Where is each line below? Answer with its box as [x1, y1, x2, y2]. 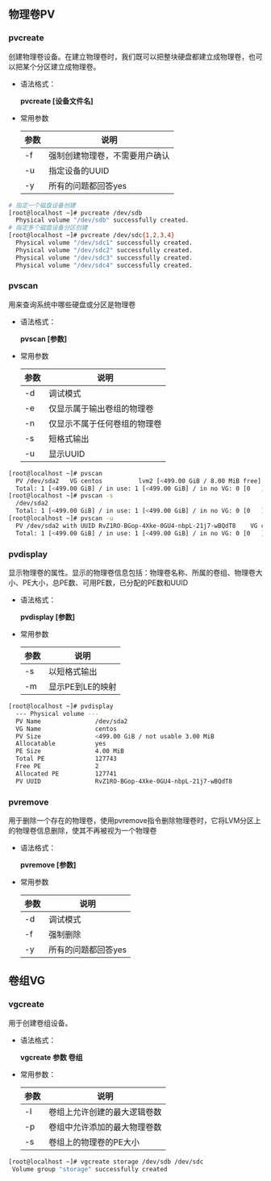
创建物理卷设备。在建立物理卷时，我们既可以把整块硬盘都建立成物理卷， [8, 52, 248, 61]
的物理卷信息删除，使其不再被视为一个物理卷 [8, 825, 157, 835]
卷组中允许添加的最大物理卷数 [48, 1121, 162, 1133]
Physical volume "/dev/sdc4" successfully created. [15, 261, 194, 269]
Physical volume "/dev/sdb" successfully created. [15, 216, 190, 224]
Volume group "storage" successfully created [11, 1165, 168, 1173]
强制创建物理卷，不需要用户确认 [48, 150, 170, 161]
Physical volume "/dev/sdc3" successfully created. [15, 253, 194, 262]
